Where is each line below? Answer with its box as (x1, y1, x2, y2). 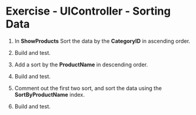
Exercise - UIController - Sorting (5, 4, 171, 18)
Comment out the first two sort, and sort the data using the (14, 84, 162, 92)
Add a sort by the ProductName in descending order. (14, 61, 148, 68)
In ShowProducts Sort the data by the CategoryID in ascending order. (14, 37, 191, 44)
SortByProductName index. (14, 91, 85, 98)
